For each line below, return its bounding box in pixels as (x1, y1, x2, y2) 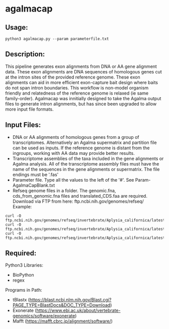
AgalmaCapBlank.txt (12, 182, 55, 188)
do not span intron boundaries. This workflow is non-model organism (5, 85, 149, 91)
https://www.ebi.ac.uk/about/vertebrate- (36, 307, 121, 313)
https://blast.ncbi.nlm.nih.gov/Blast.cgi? (29, 297, 112, 303)
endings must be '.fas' (12, 172, 59, 178)
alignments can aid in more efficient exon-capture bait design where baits (5, 79, 158, 86)
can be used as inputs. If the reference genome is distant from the (12, 144, 150, 151)
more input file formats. (5, 106, 54, 112)
